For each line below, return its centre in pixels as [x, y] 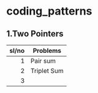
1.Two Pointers [35, 34]
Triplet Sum [47, 71]
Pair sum [43, 61]
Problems [47, 51]
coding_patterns [49, 11]
